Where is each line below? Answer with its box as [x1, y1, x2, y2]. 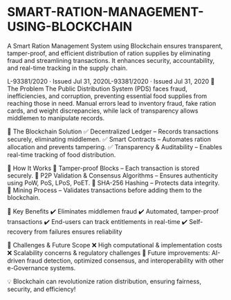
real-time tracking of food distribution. [7, 150, 116, 159]
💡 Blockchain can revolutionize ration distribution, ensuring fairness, [7, 277, 202, 285]
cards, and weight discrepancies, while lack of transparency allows [7, 106, 198, 115]
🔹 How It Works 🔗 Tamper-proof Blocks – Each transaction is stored [7, 164, 200, 172]
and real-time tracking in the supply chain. [7, 64, 128, 72]
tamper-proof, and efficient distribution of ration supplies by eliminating [7, 49, 211, 57]
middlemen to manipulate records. [7, 113, 105, 122]
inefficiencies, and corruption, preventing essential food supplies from [7, 91, 207, 100]
